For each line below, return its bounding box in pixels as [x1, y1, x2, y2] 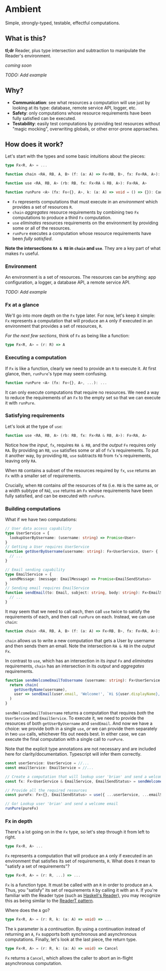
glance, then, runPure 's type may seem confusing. [5, 370, 107, 376]
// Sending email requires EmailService [5, 586, 90, 591]
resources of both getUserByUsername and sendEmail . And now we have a [5, 721, 153, 727]
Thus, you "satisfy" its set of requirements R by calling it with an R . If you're [5, 887, 158, 893]
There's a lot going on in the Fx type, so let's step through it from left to [5, 829, 150, 835]
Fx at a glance [5, 302, 40, 308]
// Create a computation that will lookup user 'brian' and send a [5, 774, 147, 779]
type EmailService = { [5, 572, 52, 577]
